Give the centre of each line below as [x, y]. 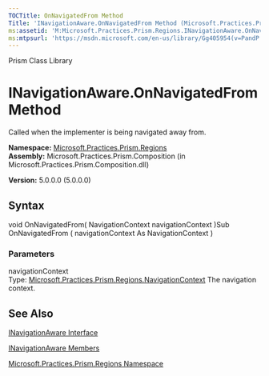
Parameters [31, 254]
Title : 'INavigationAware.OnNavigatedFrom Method [93, 23]
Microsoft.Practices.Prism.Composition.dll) [79, 165]
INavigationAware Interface [53, 333]
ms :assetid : [28, 30]
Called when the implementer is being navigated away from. [107, 132]
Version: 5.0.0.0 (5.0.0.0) [50, 180]
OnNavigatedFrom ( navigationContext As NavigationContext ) [111, 233]
